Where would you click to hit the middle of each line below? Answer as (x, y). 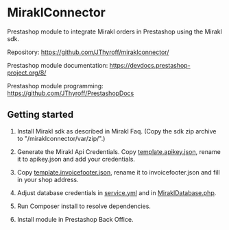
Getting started (40, 115)
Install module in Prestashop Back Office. (75, 219)
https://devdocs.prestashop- (150, 65)
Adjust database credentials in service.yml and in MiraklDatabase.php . (117, 192)
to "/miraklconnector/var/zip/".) (61, 138)
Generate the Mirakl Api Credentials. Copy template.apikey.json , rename (119, 151)
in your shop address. (48, 179)
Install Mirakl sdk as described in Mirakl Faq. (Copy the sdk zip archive (117, 131)
